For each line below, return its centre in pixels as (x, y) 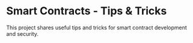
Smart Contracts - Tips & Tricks (87, 11)
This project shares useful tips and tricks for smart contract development (97, 27)
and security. (23, 33)
